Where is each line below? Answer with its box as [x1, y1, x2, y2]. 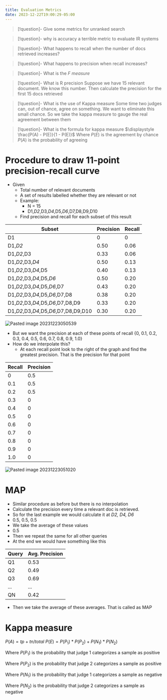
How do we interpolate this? [12, 341, 71, 347]
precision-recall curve [5, 165, 100, 177]
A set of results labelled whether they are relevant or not [20, 192, 136, 199]
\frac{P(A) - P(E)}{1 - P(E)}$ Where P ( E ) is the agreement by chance [17, 131, 159, 137]
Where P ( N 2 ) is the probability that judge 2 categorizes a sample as [5, 682, 145, 689]
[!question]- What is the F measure [17, 70, 90, 76]
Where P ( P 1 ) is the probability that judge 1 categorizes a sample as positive [5, 650, 160, 657]
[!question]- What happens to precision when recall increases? [17, 60, 148, 66]
